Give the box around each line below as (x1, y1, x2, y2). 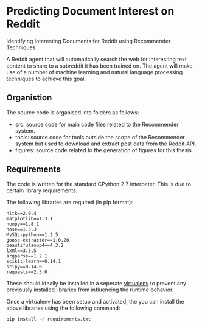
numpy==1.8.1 (6, 221, 40, 227)
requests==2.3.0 (6, 269, 47, 275)
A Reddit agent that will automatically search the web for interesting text (6, 55, 187, 63)
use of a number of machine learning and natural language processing (6, 68, 183, 75)
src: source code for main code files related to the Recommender (15, 120, 179, 128)
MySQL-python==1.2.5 (6, 231, 59, 238)
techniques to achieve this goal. (6, 75, 86, 82)
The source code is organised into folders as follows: (6, 108, 139, 116)
